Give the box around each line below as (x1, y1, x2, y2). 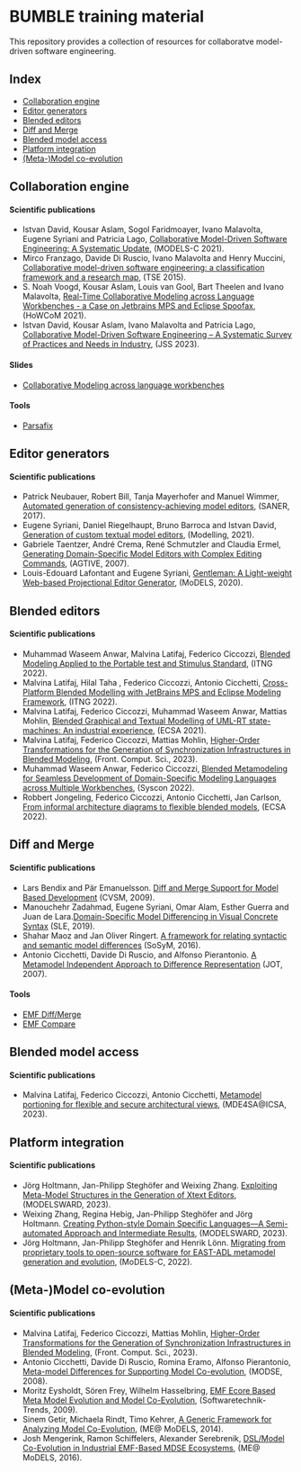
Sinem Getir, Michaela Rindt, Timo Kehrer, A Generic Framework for (22, 1414, 272, 1424)
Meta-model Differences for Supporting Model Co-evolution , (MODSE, (22, 1366, 283, 1377)
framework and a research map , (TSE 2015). (22, 272, 187, 283)
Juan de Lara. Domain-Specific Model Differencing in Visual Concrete (22, 911, 279, 921)
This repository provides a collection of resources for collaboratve (9, 36, 254, 47)
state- (248, 715, 271, 726)
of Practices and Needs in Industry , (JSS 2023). (22, 339, 200, 350)
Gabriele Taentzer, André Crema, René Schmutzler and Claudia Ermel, (22, 539, 281, 550)
